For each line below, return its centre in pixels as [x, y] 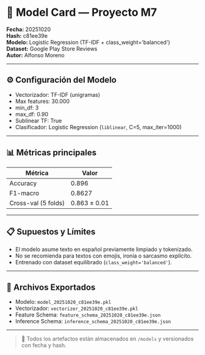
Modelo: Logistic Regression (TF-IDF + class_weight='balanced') [88, 42]
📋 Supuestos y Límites [51, 232]
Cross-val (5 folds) [37, 203]
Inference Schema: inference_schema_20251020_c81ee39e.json [93, 322]
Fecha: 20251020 [28, 29]
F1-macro [24, 193]
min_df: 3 [27, 107]
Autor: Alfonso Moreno [36, 55]
